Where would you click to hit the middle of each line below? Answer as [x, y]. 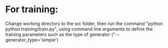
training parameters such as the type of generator [58, 34]
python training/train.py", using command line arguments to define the [79, 29]
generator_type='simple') [32, 40]
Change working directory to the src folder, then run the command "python [84, 23]
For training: [32, 9]
